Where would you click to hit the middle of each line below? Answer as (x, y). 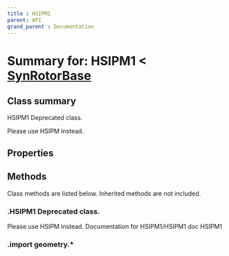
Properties (30, 153)
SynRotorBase (49, 75)
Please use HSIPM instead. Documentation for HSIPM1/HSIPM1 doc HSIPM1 (115, 226)
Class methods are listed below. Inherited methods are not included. (104, 193)
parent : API (24, 20)
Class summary (42, 101)
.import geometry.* (40, 244)
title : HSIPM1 (29, 14)
